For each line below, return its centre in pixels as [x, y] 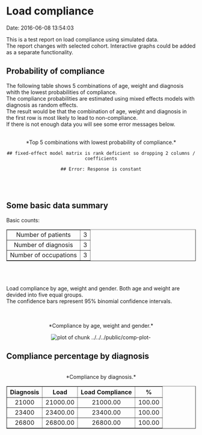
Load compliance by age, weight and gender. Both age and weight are [93, 288]
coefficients [101, 158]
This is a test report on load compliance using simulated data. [82, 39]
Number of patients [43, 234]
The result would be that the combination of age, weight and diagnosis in [97, 111]
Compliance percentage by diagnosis [78, 356]
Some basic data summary [57, 206]
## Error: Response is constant [101, 169]
